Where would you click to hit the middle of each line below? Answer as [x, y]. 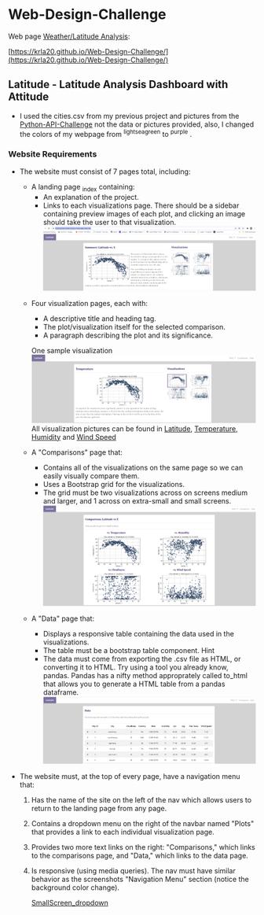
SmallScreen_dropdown [70, 903]
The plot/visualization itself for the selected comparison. [134, 327]
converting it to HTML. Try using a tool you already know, [136, 667]
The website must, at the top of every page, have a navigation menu [130, 777]
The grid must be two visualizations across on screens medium [145, 493]
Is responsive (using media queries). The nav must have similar [133, 871]
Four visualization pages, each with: [89, 304]
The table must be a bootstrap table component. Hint [128, 650]
